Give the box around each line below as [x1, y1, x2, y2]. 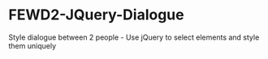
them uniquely [8, 40, 57, 50]
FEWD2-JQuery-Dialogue [8, 6, 184, 24]
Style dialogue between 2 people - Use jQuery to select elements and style [8, 32, 260, 42]
